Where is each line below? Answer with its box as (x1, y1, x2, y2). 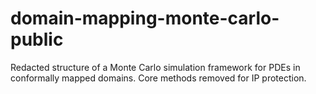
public (10, 28, 64, 51)
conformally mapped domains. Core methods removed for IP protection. (10, 72, 307, 84)
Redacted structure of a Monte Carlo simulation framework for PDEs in (10, 61, 301, 73)
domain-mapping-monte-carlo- (10, 7, 280, 30)
